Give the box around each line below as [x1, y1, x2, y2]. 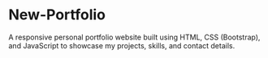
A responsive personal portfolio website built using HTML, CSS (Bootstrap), [8, 32, 261, 42]
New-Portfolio [8, 6, 106, 24]
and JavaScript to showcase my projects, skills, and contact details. [8, 40, 236, 50]
